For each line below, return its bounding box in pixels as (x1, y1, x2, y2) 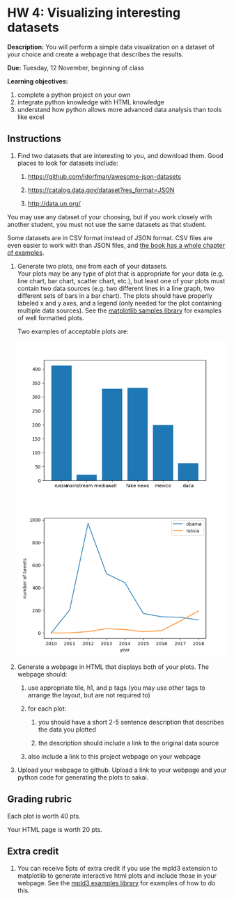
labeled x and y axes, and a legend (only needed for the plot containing (17, 299, 222, 307)
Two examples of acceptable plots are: (17, 327, 129, 335)
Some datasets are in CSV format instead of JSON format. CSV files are (7, 233, 213, 242)
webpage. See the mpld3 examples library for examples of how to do (17, 878, 216, 887)
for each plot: (27, 704, 67, 713)
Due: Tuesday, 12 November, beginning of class (7, 63, 145, 72)
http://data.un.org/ (27, 199, 81, 207)
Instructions (7, 133, 61, 145)
